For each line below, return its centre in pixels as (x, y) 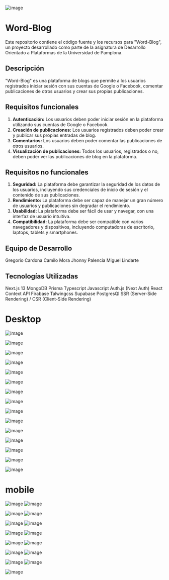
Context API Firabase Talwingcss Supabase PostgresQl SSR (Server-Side (81, 294)
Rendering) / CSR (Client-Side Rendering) (48, 299)
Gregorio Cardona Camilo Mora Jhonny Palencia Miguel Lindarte (72, 260)
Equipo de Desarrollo (39, 248)
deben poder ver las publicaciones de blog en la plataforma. (75, 156)
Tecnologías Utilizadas (42, 276)
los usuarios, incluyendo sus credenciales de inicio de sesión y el (80, 190)
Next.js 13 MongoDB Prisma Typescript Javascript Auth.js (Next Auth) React (84, 288)
